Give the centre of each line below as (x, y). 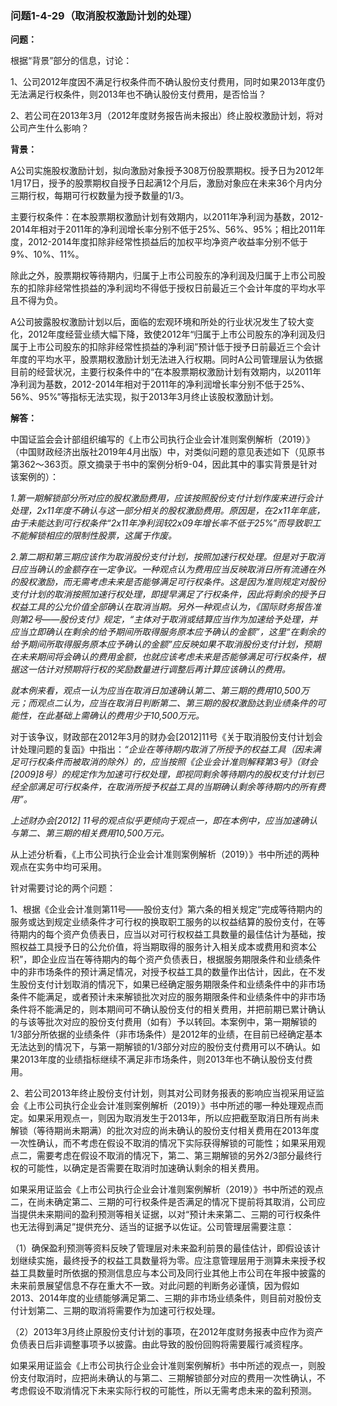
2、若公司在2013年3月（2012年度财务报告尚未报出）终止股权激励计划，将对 (167, 116)
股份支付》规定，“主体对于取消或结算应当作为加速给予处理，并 (188, 619)
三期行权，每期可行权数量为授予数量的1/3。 (100, 196)
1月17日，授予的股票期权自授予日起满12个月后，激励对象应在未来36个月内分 (166, 183)
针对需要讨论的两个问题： (63, 888)
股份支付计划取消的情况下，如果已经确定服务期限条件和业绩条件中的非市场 (172, 984)
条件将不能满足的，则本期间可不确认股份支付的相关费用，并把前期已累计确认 (168, 1009)
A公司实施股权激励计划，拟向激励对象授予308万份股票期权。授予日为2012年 (167, 171)
